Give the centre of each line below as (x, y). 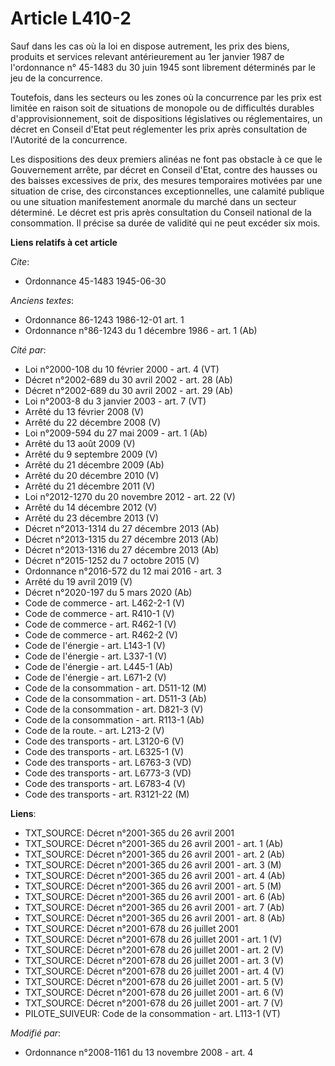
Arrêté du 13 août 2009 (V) (80, 443)
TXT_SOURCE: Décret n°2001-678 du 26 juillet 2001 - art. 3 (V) (154, 960)
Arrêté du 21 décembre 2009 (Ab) (94, 464)
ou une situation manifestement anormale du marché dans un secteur (153, 201)
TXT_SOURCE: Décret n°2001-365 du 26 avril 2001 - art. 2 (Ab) (155, 854)
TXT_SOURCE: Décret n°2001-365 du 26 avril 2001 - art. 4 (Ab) (155, 875)
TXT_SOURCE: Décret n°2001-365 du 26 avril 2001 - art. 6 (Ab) (155, 896)
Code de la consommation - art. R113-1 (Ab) (114, 719)
